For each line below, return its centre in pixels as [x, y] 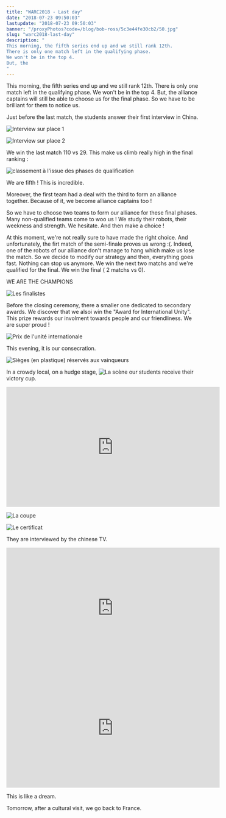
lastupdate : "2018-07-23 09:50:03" [51, 23]
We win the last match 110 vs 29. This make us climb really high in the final [100, 152]
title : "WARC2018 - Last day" [45, 12]
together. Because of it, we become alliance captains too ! [79, 201]
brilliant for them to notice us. [43, 105]
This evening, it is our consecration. [51, 349]
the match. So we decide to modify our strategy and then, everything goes [100, 257]
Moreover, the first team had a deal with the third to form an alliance [91, 194]
